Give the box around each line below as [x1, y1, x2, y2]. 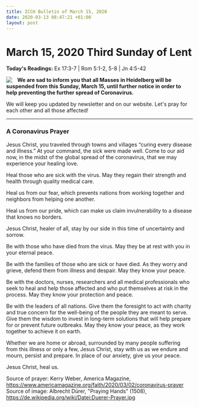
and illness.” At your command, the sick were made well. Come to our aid [6, 147, 185, 154]
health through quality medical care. [6, 178, 95, 185]
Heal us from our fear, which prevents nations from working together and [6, 189, 185, 196]
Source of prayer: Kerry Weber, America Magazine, [6, 375, 131, 382]
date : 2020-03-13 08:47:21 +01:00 [6, 14, 92, 20]
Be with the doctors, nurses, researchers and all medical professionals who [6, 278, 190, 285]
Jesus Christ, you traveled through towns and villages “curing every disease [6, 141, 192, 148]
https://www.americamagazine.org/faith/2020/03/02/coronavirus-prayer [6, 381, 184, 388]
